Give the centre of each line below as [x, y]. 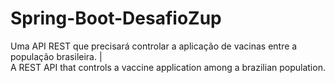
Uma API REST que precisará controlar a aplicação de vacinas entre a [154, 46]
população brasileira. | [56, 56]
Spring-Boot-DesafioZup [116, 18]
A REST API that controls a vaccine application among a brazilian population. [168, 67]
